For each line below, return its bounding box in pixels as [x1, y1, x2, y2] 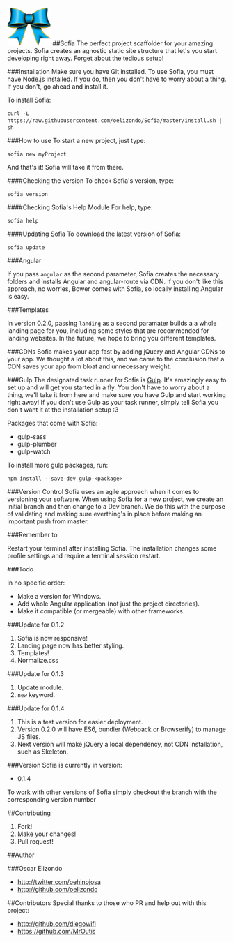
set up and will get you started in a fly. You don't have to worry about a [7, 383, 210, 391]
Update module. [17, 683, 64, 691]
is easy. [7, 292, 29, 300]
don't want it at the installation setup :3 [7, 405, 119, 414]
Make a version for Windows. [17, 592, 102, 600]
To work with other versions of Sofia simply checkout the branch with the [7, 788, 218, 796]
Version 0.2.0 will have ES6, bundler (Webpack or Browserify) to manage [17, 725, 227, 733]
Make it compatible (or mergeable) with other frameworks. [17, 607, 185, 615]
